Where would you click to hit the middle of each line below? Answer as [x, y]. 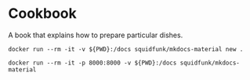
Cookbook [42, 14]
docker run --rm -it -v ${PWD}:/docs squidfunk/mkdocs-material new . [126, 49]
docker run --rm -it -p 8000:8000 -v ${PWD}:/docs [92, 63]
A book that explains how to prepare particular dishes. [96, 35]
